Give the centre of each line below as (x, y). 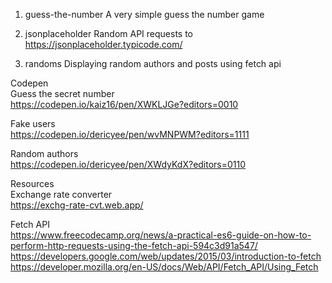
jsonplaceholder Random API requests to (108, 33)
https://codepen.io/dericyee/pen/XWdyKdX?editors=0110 (128, 164)
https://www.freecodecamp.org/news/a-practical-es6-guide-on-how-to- (161, 235)
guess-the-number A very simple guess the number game (144, 14)
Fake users (33, 123)
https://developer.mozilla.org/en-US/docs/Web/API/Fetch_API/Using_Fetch (164, 267)
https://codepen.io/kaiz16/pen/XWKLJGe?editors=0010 (124, 104)
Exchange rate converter (61, 194)
